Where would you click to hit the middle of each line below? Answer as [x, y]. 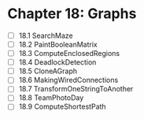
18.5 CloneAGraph [48, 71]
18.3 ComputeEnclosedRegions [69, 54]
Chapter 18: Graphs [72, 14]
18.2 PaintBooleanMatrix [58, 45]
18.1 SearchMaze [46, 35]
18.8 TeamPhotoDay [51, 98]
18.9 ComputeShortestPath [63, 106]
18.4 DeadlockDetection [57, 62]
